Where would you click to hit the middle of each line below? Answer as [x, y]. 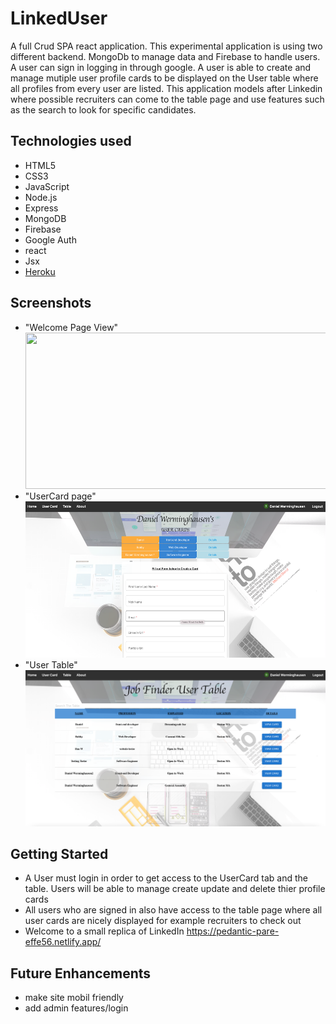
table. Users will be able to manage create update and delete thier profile [175, 889]
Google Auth [50, 239]
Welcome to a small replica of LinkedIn [104, 931]
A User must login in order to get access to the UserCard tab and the [166, 878]
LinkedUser [59, 18]
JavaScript [47, 186]
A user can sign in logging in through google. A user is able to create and [161, 67]
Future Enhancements [81, 973]
